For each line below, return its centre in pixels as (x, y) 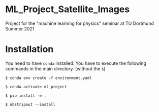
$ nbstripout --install (30, 104)
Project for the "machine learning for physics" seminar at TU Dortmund (80, 23)
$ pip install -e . (26, 96)
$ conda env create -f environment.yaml (49, 78)
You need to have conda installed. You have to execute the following (76, 63)
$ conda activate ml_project (36, 87)
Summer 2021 (20, 28)
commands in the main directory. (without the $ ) (55, 68)
